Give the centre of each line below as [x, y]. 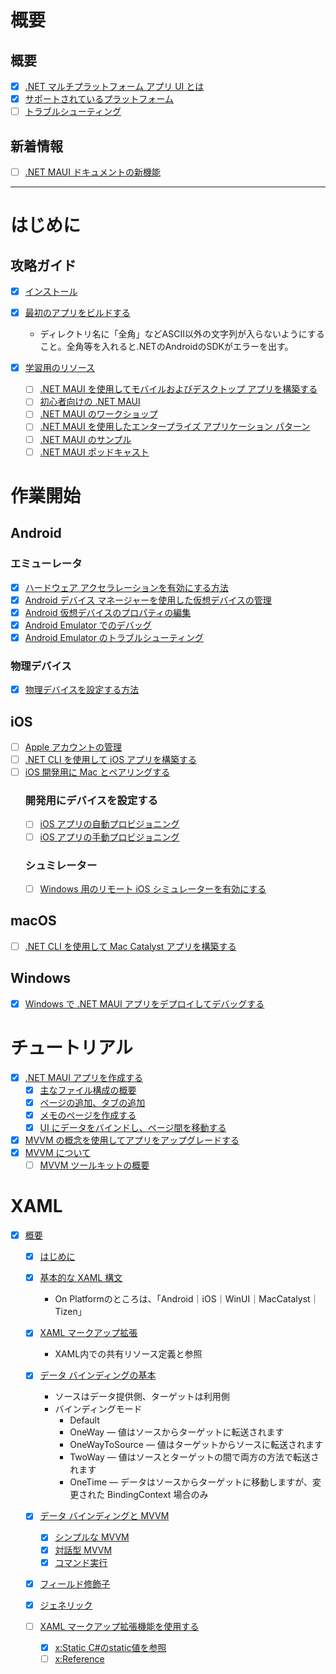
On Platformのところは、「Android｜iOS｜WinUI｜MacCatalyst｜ [187, 1299]
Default [84, 1420]
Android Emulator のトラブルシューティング [114, 637]
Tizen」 [70, 1312]
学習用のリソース [60, 368]
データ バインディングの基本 [98, 1375]
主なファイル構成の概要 [88, 1090]
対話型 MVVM [83, 1550]
